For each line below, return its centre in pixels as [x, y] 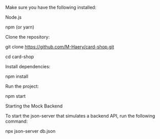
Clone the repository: [28, 37]
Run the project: [22, 86]
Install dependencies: [28, 66]
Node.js [14, 17]
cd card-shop [20, 57]
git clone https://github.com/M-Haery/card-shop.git [60, 47]
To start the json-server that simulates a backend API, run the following [80, 116]
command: [17, 121]
